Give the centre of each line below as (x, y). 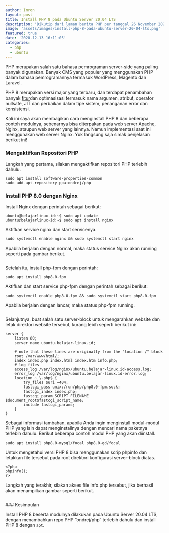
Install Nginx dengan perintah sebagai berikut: (53, 207)
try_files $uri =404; (46, 383)
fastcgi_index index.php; (51, 392)
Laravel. (13, 83)
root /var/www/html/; (37, 356)
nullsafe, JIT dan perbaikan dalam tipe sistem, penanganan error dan (77, 103)
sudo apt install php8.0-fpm (36, 277)
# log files (27, 365)
